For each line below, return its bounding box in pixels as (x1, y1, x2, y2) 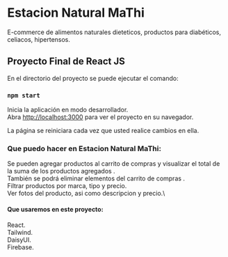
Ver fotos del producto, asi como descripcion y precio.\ (7, 189, 165, 198)
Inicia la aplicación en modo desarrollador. (7, 106, 129, 114)
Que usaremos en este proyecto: (7, 205, 104, 213)
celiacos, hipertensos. (7, 35, 71, 43)
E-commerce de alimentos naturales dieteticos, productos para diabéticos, (7, 28, 221, 36)
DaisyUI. (7, 235, 31, 244)
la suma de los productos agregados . (7, 167, 116, 176)
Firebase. (7, 242, 35, 251)
